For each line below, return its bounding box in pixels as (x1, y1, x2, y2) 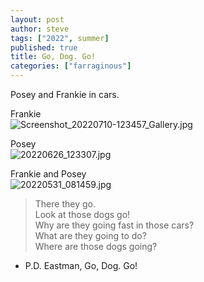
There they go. (34, 198, 96, 210)
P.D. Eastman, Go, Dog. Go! (24, 260, 138, 271)
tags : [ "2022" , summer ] (10, 33, 110, 43)
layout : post (10, 14, 65, 25)
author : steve (10, 24, 70, 34)
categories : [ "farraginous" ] (10, 61, 132, 71)
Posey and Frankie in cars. (10, 89, 120, 100)
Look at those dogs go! (34, 209, 131, 220)
